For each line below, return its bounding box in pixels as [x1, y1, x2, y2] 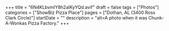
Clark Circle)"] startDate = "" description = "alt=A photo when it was [5, 15, 148, 20]
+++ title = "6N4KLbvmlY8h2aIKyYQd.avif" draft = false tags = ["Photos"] [5, 4, 159, 10]
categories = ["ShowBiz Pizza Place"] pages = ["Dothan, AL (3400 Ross [5, 9, 155, 15]
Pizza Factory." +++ [27, 20, 69, 26]
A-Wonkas [5, 20, 27, 26]
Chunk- [148, 15, 164, 20]
